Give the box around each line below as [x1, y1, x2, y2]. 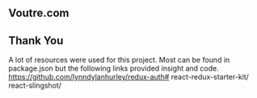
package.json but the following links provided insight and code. [8, 63, 220, 73]
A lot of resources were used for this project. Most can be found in [8, 55, 230, 65]
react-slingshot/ [8, 80, 62, 91]
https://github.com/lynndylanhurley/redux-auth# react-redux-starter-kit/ [8, 72, 249, 82]
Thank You [8, 34, 64, 47]
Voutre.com [8, 6, 70, 20]
